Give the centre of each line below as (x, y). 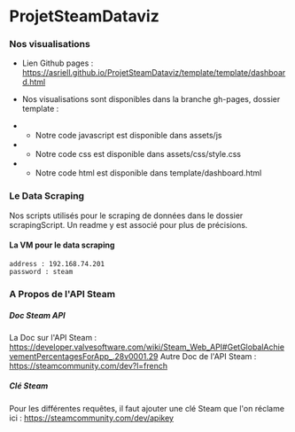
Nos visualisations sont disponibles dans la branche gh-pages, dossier (151, 99)
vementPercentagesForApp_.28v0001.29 (84, 356)
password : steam (41, 271)
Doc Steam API (38, 315)
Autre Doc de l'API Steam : (208, 356)
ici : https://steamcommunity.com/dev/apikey (92, 418)
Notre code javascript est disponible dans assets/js (128, 136)
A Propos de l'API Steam (62, 294)
